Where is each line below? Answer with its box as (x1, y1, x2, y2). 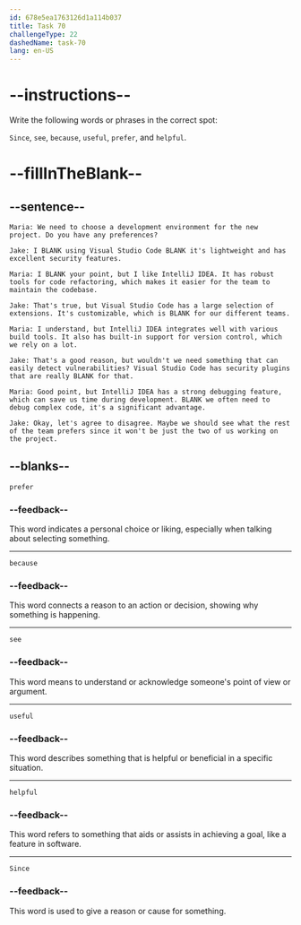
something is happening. (9, 609, 100, 620)
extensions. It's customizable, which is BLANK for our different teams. (9, 309, 291, 318)
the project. (9, 435, 58, 444)
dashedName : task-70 (9, 38, 87, 48)
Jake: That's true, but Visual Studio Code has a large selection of (9, 301, 275, 310)
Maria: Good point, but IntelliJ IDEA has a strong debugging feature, (9, 387, 282, 397)
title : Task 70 (9, 22, 66, 30)
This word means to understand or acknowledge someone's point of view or (9, 676, 291, 687)
